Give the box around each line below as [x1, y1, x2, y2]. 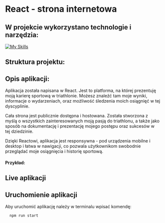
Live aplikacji [5, 174, 46, 182]
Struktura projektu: [5, 58, 65, 66]
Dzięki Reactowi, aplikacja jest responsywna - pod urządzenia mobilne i [5, 138, 151, 144]
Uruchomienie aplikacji [5, 191, 77, 199]
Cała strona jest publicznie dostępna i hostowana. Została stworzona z [5, 113, 148, 119]
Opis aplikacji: [5, 75, 50, 83]
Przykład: [5, 160, 26, 166]
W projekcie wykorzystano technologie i [5, 23, 132, 31]
